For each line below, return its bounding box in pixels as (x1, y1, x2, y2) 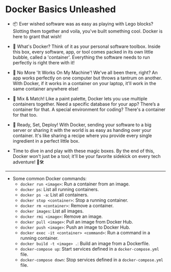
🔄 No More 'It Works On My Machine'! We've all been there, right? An (12, 69, 158, 75)
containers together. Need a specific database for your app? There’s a (12, 101, 160, 107)
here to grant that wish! (12, 33, 62, 39)
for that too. (12, 112, 38, 118)
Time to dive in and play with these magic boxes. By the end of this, (12, 148, 155, 154)
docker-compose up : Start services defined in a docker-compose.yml (20, 246, 159, 252)
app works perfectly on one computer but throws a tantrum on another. (12, 75, 162, 81)
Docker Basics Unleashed (5, 4, 116, 15)
